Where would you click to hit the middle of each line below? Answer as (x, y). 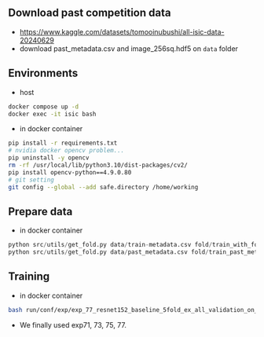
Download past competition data (90, 13)
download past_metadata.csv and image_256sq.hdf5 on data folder (128, 48)
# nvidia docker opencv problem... (66, 151)
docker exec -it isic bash (52, 114)
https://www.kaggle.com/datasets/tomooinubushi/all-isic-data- (122, 31)
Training (29, 277)
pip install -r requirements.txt (63, 143)
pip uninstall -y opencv (49, 158)
